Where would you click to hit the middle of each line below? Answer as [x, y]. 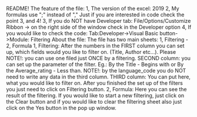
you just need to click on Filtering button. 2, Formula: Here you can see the [96, 89]
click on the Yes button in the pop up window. [61, 108]
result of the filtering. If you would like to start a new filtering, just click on [95, 95]
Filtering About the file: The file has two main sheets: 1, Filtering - [109, 39]
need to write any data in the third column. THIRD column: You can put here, [98, 77]
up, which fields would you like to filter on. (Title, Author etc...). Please [91, 52]
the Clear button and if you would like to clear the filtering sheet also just [94, 101]
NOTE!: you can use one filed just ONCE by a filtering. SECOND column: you [98, 58]
